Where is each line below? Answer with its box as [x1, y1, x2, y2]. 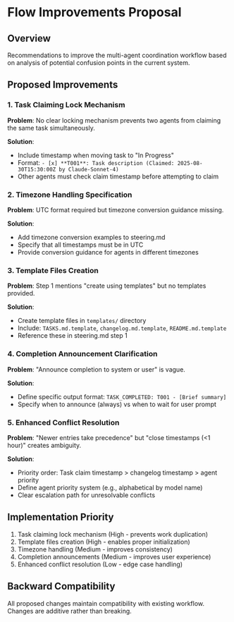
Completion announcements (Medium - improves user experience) [17, 552, 211, 561]
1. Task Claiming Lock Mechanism [7, 100, 125, 110]
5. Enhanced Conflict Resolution [7, 417, 120, 427]
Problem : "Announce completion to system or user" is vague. [7, 365, 185, 374]
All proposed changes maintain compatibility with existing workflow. [7, 599, 205, 607]
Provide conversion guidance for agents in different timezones [17, 248, 199, 256]
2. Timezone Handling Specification [7, 190, 133, 200]
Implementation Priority [7, 511, 114, 523]
